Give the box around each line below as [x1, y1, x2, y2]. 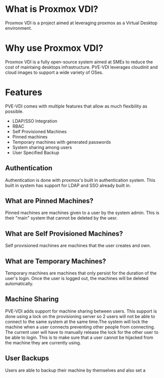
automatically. [5, 281, 34, 287]
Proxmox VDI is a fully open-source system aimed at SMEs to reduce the [5, 58, 153, 65]
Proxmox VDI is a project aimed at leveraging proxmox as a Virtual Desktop [5, 20, 158, 26]
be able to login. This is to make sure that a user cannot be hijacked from [5, 334, 154, 340]
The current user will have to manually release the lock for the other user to [5, 329, 159, 335]
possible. [5, 108, 24, 114]
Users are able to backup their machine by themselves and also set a [5, 367, 146, 373]
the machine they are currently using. [5, 339, 82, 345]
